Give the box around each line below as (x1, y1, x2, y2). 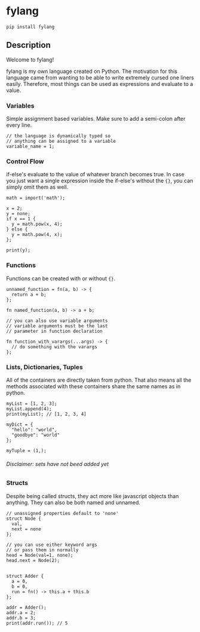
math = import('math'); (6, 195, 66, 201)
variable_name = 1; (6, 143, 55, 150)
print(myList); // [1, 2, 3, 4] (6, 411, 87, 417)
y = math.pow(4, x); (11, 232, 63, 238)
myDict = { (6, 421, 33, 428)
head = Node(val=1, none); (6, 552, 73, 558)
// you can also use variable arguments (6, 318, 109, 324)
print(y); (6, 247, 31, 253)
